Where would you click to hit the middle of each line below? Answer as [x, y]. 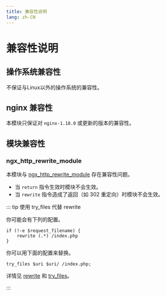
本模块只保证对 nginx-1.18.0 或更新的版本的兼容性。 [70, 123]
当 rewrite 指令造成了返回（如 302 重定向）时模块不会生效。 [89, 194]
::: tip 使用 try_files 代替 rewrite [44, 207]
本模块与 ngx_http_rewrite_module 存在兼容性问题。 [70, 174]
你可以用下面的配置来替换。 [40, 253]
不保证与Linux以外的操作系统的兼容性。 [54, 87]
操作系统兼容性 [33, 72]
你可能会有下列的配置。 [35, 219]
